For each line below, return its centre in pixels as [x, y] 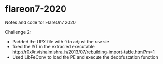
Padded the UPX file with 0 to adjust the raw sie [61, 41]
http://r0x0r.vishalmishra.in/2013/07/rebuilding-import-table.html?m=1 [83, 52]
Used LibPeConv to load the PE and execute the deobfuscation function [85, 57]
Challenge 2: [18, 32]
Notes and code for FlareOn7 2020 [41, 22]
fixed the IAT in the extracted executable [53, 46]
